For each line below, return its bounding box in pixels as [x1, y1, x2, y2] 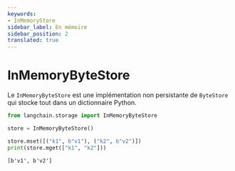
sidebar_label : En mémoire [7, 23, 88, 31]
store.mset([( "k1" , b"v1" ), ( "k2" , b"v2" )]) [7, 138, 142, 145]
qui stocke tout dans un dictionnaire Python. [7, 99, 137, 107]
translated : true [7, 37, 59, 44]
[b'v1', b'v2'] [7, 157, 53, 164]
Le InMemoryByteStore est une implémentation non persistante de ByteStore [7, 91, 229, 99]
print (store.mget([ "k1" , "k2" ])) [7, 144, 107, 151]
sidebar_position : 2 [7, 30, 69, 38]
